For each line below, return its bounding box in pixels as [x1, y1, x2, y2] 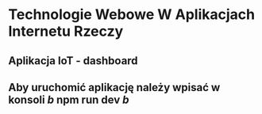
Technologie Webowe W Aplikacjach [8, 6, 256, 24]
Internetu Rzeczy [8, 22, 124, 40]
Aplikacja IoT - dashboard [8, 54, 138, 67]
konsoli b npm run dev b [8, 93, 129, 106]
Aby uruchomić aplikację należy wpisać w [8, 81, 221, 94]
